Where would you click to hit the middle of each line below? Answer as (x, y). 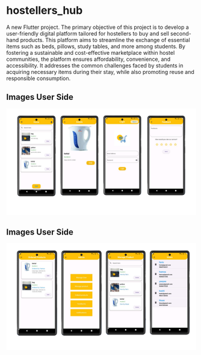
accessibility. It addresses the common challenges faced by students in (95, 65)
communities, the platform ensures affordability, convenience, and (88, 59)
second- (181, 33)
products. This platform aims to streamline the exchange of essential (105, 40)
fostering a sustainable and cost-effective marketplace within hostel (91, 52)
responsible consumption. (39, 78)
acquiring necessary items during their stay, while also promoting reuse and (100, 72)
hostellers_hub (45, 11)
